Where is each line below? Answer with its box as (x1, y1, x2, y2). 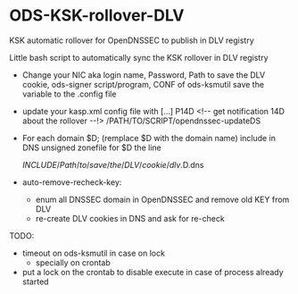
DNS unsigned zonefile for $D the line (21, 142, 162, 153)
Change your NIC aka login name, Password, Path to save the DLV (21, 69, 266, 80)
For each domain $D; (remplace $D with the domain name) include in (21, 132, 277, 143)
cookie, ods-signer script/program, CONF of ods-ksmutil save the (21, 79, 265, 89)
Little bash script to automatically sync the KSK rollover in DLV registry (9, 52, 269, 63)
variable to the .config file (21, 88, 117, 99)
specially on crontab (35, 256, 112, 268)
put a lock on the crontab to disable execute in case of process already (21, 266, 284, 277)
